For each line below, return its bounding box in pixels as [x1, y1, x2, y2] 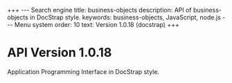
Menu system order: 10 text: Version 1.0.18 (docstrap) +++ [14, 21, 180, 28]
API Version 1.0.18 [7, 45, 112, 61]
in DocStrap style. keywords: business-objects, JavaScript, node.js [30, 13, 222, 21]
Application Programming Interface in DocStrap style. [7, 67, 160, 75]
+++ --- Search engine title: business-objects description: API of [7, 6, 192, 14]
